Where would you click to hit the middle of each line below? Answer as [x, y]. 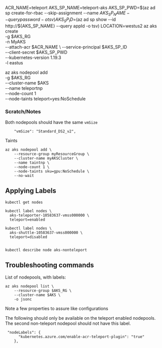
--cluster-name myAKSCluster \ [46, 158]
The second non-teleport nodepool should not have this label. [68, 323]
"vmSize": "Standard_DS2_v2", [45, 131]
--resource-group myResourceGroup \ [52, 154]
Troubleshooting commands [50, 265]
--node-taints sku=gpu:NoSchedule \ [52, 171]
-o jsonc [23, 299]
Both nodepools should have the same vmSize [51, 122]
